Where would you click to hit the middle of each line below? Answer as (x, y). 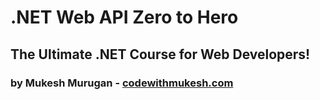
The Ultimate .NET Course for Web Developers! (160, 54)
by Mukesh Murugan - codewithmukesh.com (122, 83)
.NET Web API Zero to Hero (124, 17)
